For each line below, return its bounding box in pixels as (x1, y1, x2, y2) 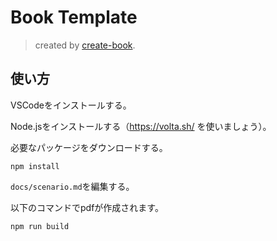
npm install (10, 161, 60, 171)
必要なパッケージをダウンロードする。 (10, 141, 168, 153)
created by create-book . (34, 39, 136, 51)
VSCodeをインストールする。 (10, 99, 132, 111)
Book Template (10, 6, 138, 29)
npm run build (10, 221, 70, 231)
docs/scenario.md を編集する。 (10, 180, 135, 192)
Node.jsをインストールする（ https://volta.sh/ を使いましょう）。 (10, 120, 272, 132)
